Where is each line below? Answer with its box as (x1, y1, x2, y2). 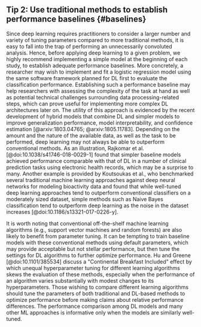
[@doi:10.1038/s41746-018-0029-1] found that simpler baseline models (6, 151, 181, 158)
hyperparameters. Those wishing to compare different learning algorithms (6, 283, 189, 290)
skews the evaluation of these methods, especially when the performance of (6, 271, 195, 278)
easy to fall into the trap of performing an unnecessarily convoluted (6, 43, 172, 50)
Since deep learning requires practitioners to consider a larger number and (6, 30, 191, 37)
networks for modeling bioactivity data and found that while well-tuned (6, 183, 181, 190)
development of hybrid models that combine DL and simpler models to (6, 113, 180, 120)
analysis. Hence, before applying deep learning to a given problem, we (6, 49, 181, 56)
